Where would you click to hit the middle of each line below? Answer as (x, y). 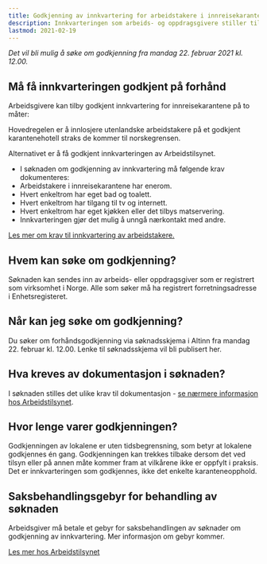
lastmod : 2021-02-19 (43, 30)
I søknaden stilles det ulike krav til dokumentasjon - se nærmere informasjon (133, 393)
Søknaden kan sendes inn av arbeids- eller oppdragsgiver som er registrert (132, 279)
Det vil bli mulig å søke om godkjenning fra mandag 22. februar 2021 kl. (126, 53)
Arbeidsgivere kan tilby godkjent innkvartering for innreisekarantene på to (129, 106)
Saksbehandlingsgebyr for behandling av (113, 496)
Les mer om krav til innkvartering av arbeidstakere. (91, 235)
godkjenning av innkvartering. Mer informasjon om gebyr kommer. (116, 537)
